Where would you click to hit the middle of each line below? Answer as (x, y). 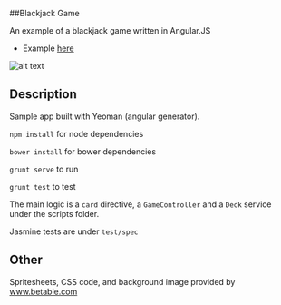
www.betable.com (44, 291)
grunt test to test (43, 186)
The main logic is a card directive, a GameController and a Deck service (140, 204)
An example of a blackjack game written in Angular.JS (110, 30)
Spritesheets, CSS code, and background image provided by (122, 281)
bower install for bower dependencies (83, 151)
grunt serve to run (44, 169)
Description (43, 94)
